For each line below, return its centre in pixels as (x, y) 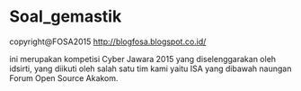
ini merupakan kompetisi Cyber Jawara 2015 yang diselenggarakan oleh (143, 59)
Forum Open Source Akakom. (64, 77)
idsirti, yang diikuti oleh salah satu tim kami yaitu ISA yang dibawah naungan (150, 68)
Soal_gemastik (66, 17)
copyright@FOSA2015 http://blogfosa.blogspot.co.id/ (108, 41)
